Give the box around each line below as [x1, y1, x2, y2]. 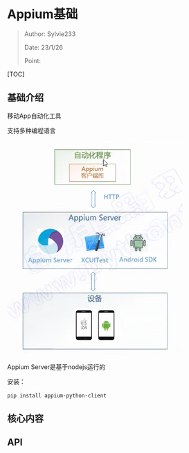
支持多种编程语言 [7, 126, 56, 135]
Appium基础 [7, 6, 78, 22]
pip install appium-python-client [7, 392, 107, 399]
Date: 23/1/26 [24, 43, 64, 51]
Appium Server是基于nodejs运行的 [7, 362, 106, 371]
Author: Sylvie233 [24, 29, 76, 38]
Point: [24, 56, 42, 65]
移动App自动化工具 [7, 112, 62, 120]
